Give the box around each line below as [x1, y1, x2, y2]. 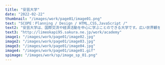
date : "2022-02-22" [5, 12, 45, 17]
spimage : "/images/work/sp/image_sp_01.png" [5, 52, 98, 58]
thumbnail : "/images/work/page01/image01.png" [5, 16, 102, 21]
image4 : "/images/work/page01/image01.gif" [5, 48, 96, 53]
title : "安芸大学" [5, 7, 40, 12]
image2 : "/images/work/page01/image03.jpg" [5, 39, 96, 44]
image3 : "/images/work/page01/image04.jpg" [5, 43, 96, 48]
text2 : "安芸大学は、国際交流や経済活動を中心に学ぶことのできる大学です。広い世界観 [5, 25, 158, 30]
